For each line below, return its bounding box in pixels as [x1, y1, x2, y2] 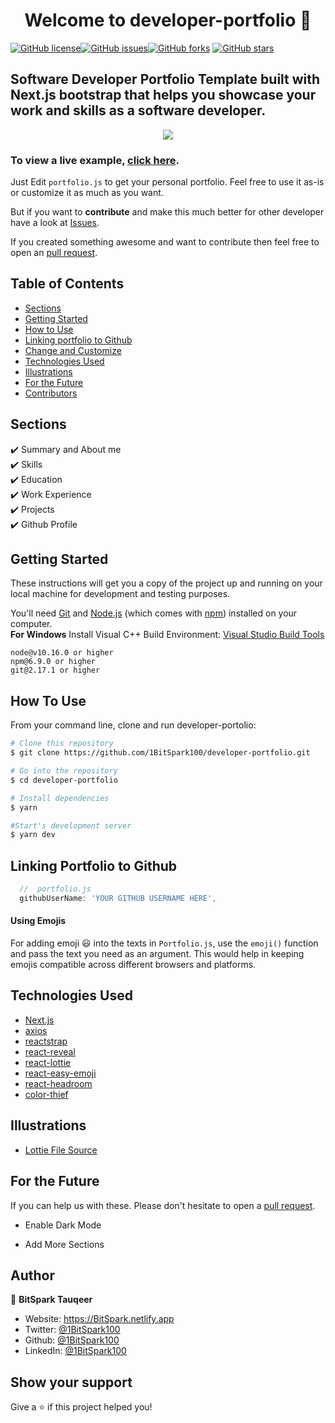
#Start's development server [10, 820, 132, 831]
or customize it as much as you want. [10, 187, 164, 199]
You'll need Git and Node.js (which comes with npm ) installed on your [10, 607, 298, 619]
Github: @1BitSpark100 [24, 1334, 120, 1346]
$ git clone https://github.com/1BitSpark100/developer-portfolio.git [10, 748, 311, 758]
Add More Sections [24, 1238, 105, 1250]
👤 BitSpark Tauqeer [10, 1294, 93, 1306]
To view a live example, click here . [10, 153, 180, 167]
